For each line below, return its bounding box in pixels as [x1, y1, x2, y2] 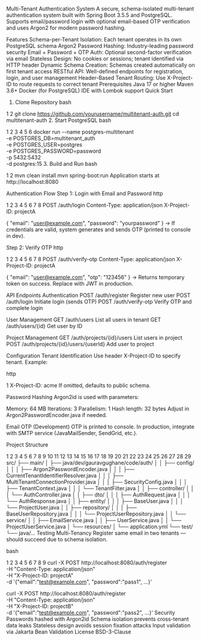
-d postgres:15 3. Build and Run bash [6, 160, 98, 167]
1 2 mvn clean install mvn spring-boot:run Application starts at [6, 172, 160, 179]
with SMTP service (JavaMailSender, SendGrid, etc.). [6, 430, 138, 436]
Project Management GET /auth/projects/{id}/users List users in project [6, 334, 183, 341]
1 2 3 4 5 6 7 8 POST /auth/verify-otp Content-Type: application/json [6, 255, 175, 263]
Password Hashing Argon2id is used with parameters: [6, 394, 139, 400]
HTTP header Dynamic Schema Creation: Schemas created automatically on [6, 61, 195, 69]
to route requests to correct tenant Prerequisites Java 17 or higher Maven [13, 81, 194, 88]
